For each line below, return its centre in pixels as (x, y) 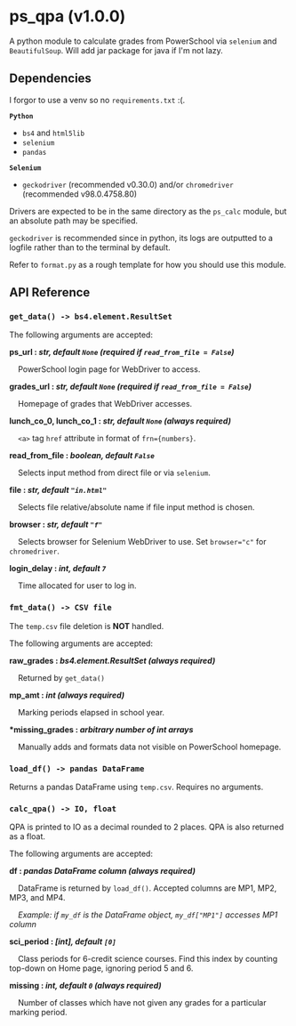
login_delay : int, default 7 (58, 569)
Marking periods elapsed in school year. (91, 712)
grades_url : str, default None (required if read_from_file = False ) (130, 387)
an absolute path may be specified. (74, 221)
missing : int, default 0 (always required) (85, 986)
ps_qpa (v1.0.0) (68, 16)
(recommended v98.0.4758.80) (80, 194)
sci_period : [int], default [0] (63, 941)
